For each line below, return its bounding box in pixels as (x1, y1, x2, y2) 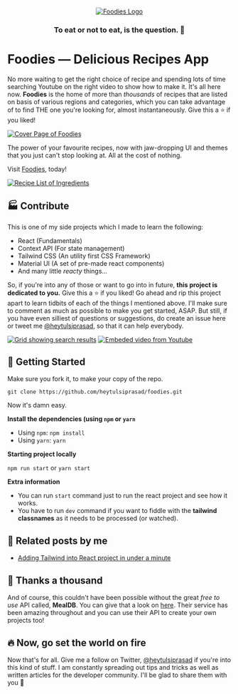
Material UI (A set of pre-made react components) (17, 259, 165, 267)
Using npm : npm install (17, 428, 85, 437)
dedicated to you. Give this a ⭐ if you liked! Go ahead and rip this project (7, 289, 222, 297)
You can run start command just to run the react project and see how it (17, 492, 228, 500)
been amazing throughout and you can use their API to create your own (7, 608, 217, 617)
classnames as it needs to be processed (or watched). (17, 514, 179, 523)
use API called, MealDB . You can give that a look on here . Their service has (7, 601, 229, 609)
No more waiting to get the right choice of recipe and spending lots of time (7, 75, 226, 83)
